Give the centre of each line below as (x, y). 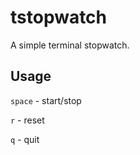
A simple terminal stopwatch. (70, 45)
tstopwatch (59, 17)
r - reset (27, 120)
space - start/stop (46, 100)
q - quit (25, 139)
